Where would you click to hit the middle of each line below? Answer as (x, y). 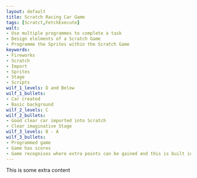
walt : (13, 28)
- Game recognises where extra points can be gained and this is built (95, 153)
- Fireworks (21, 55)
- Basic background (30, 104)
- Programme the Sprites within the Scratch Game (68, 45)
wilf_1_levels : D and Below (40, 88)
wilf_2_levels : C (27, 110)
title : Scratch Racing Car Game (45, 17)
